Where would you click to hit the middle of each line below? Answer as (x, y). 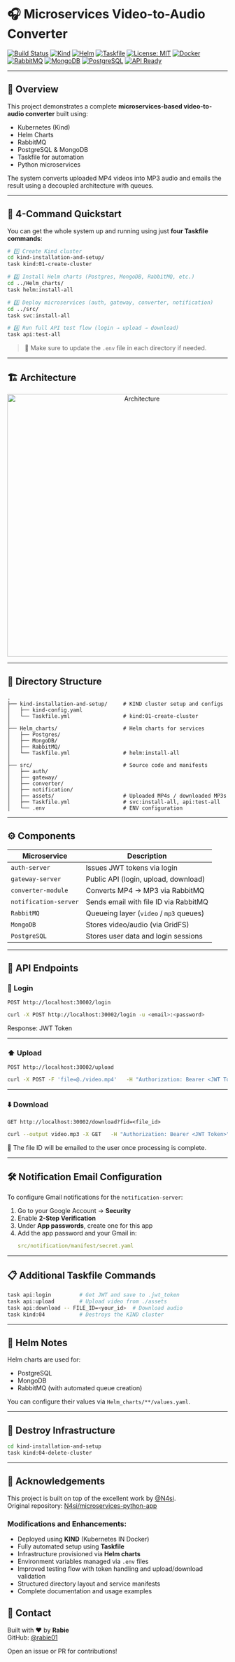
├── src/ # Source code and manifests (108, 765)
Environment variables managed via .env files (83, 1561)
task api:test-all (34, 335)
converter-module (40, 890)
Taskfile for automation (50, 157)
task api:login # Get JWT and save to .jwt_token (93, 1295)
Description (147, 856)
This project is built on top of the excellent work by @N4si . (92, 1498)
